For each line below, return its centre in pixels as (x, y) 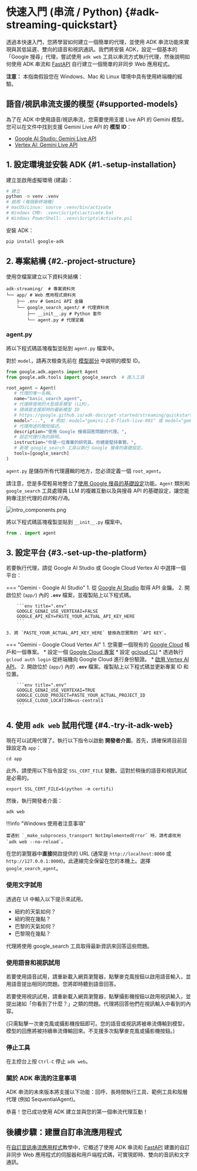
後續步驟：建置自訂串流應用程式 (64, 1132)
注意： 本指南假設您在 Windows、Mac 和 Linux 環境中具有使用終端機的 (92, 76)
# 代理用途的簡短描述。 (38, 426)
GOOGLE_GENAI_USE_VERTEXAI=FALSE (57, 612)
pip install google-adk (35, 241)
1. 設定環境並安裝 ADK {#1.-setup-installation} (91, 165)
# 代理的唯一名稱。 (34, 393)
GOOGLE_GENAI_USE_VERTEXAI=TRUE (56, 690)
